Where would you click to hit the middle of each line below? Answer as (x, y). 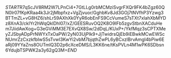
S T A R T (13, 7)
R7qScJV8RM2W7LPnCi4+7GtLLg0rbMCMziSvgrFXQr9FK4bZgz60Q (92, 7)
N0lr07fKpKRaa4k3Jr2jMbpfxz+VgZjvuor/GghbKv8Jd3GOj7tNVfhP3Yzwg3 (84, 13)
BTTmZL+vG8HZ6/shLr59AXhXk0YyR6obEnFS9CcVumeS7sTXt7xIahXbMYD (86, 18)
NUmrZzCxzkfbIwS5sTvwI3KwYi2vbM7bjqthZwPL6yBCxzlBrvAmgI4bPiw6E (85, 39)
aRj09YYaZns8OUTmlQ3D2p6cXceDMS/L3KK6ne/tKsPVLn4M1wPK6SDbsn (85, 45)
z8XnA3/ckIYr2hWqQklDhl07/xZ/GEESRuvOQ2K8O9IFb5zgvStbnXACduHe (84, 23)
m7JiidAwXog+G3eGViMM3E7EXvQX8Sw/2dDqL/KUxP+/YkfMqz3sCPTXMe (86, 29)
